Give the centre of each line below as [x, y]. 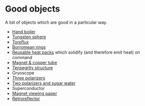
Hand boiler [24, 31]
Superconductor [28, 88]
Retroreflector [26, 98]
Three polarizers [28, 78]
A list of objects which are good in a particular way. [56, 22]
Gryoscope [23, 73]
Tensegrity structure [32, 68]
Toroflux [20, 42]
